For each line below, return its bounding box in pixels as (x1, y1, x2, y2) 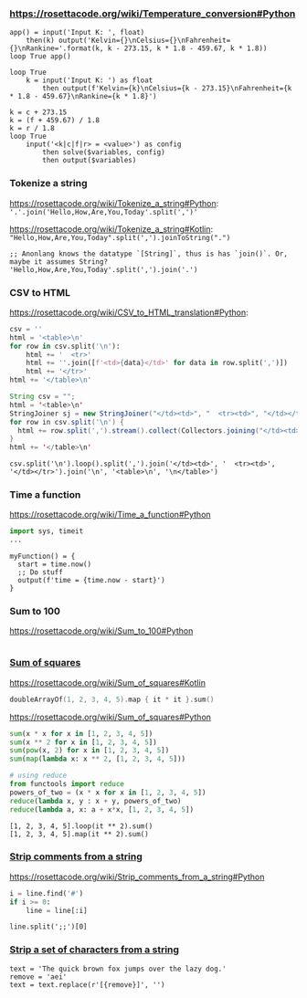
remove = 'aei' (9, 972, 68, 982)
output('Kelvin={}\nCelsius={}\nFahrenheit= (58, 36, 231, 46)
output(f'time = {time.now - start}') (17, 576, 166, 585)
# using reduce (9, 771, 68, 781)
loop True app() (9, 52, 71, 61)
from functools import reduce (9, 780, 125, 789)
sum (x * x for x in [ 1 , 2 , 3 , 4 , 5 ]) (9, 729, 153, 738)
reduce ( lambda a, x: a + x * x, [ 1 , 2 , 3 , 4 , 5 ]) (9, 804, 195, 814)
